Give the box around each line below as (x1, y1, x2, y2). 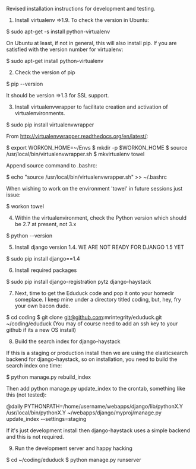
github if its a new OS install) (6, 327, 76, 333)
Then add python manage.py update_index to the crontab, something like (6, 385, 186, 392)
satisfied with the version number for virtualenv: (6, 46, 124, 53)
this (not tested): (6, 391, 47, 398)
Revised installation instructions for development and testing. (6, 5, 156, 12)
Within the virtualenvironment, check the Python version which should (14, 214, 187, 221)
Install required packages (14, 267, 77, 274)
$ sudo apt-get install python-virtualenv (6, 58, 104, 64)
